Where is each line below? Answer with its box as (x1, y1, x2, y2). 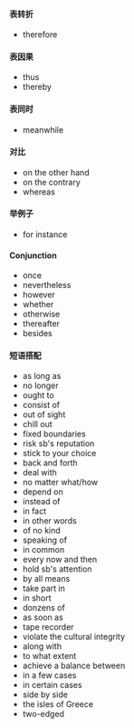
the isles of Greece (22, 699, 93, 710)
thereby (22, 82, 53, 93)
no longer (22, 380, 59, 391)
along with (22, 641, 62, 652)
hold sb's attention (22, 563, 92, 574)
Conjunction (9, 250, 57, 261)
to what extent (22, 651, 77, 662)
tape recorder (22, 622, 74, 633)
